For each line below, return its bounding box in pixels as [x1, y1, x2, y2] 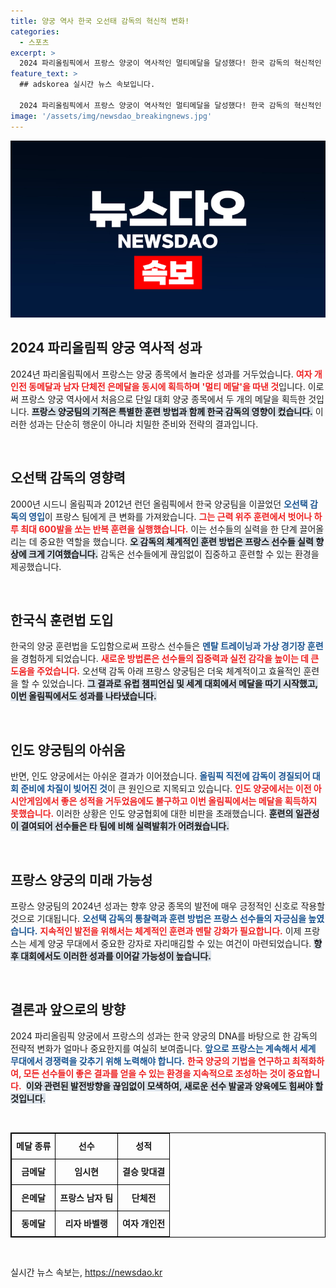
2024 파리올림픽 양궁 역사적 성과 [10, 340, 203, 357]
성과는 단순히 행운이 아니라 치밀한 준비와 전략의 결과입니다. [28, 418, 259, 430]
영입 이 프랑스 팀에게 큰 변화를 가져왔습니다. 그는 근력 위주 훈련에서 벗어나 [28, 510, 313, 522]
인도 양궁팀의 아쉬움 [10, 741, 126, 759]
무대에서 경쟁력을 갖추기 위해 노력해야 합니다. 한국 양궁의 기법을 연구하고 [10, 1055, 291, 1067]
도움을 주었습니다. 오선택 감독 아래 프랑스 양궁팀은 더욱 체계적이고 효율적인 [10, 665, 302, 677]
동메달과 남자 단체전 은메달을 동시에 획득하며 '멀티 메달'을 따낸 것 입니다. [28, 380, 306, 392]
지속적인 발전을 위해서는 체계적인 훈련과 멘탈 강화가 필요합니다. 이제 [39, 925, 302, 937]
